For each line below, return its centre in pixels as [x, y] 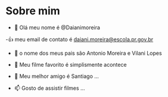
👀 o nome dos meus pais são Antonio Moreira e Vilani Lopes [88, 53]
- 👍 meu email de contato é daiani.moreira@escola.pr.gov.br [80, 39]
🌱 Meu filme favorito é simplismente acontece [70, 64]
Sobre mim [33, 11]
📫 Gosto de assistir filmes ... [49, 88]
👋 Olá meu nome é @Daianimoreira [57, 27]
